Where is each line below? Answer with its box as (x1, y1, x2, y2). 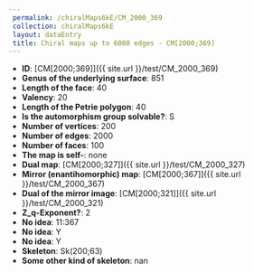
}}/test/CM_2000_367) (21, 178, 106, 190)
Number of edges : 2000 (21, 130, 114, 141)
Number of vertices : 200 (21, 121, 117, 132)
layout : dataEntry (12, 30, 82, 39)
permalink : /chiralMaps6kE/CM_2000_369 (12, 13, 164, 23)
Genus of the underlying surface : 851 (21, 73, 165, 84)
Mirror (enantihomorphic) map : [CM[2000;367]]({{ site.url (21, 169, 241, 180)
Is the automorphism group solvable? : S (21, 111, 175, 122)
